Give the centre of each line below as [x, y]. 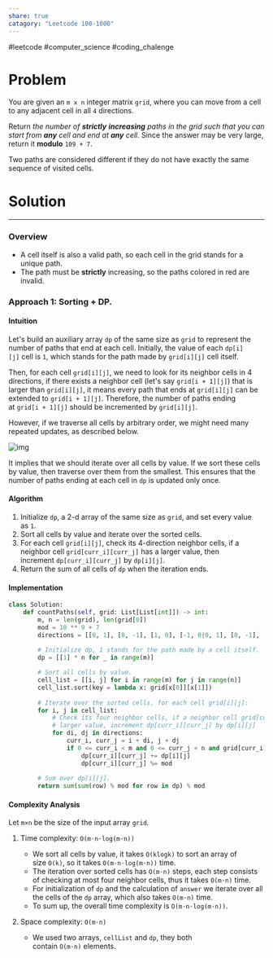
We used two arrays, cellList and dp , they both [112, 938]
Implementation [36, 587]
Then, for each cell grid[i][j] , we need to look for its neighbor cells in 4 [130, 372]
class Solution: [36, 605]
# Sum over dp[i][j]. [74, 779]
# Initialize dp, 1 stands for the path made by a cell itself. [149, 650]
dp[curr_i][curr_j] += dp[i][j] [136, 756]
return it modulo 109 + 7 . [51, 144]
